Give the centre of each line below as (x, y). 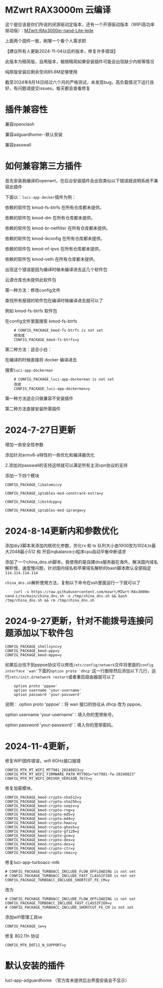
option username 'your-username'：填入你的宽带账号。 (61, 714)
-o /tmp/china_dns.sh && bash (97, 596)
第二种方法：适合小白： (28, 349)
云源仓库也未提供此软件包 (31, 280)
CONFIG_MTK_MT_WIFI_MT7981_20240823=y (44, 770)
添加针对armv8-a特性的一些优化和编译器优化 (50, 455)
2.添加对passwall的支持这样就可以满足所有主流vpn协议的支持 (66, 465)
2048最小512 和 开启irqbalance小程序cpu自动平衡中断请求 (68, 551)
